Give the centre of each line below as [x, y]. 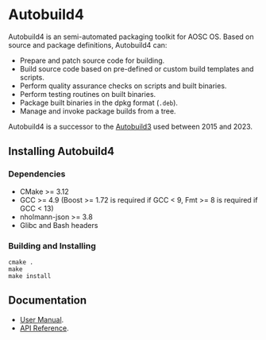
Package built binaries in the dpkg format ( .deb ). [99, 102]
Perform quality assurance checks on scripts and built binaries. [123, 86]
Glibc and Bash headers [59, 225]
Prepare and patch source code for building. [92, 60]
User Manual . [42, 319]
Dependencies [37, 174]
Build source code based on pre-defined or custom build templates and [137, 68]
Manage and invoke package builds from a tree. [98, 111]
